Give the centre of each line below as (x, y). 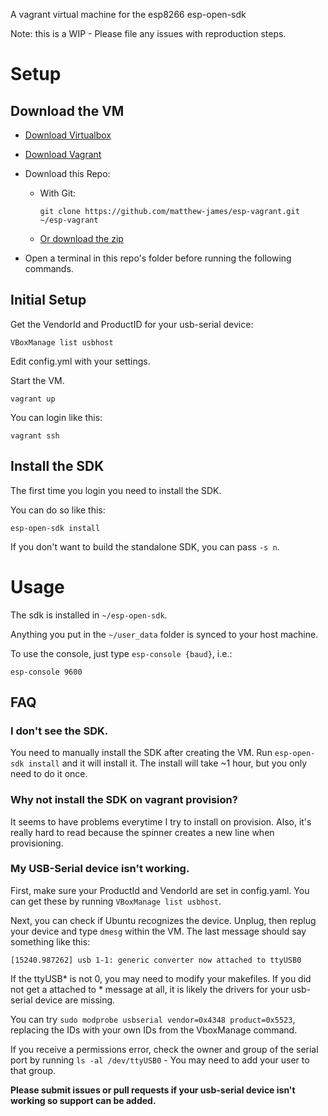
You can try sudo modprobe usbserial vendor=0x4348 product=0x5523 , (153, 1019)
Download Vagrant (63, 154)
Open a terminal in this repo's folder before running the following (158, 258)
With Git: (58, 193)
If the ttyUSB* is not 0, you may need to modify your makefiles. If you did (161, 978)
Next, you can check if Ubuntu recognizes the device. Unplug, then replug (163, 920)
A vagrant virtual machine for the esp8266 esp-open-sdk (128, 14)
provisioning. (37, 843)
